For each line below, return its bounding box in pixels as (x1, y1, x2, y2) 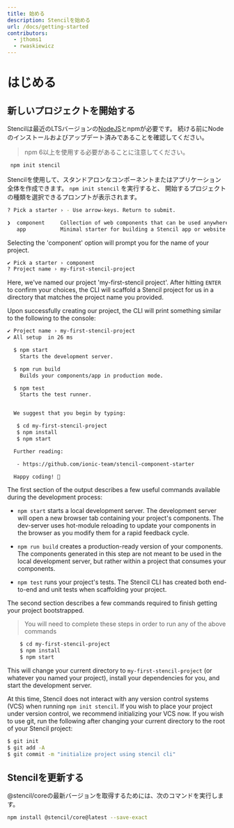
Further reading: (13, 447, 64, 455)
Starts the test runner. (19, 391, 92, 398)
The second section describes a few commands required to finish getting (7, 599, 217, 607)
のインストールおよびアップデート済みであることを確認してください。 (7, 133, 208, 141)
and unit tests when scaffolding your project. (38, 585, 167, 594)
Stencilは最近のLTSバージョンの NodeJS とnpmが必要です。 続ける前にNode (7, 125, 224, 132)
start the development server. (7, 681, 92, 689)
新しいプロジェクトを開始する (7, 105, 136, 116)
